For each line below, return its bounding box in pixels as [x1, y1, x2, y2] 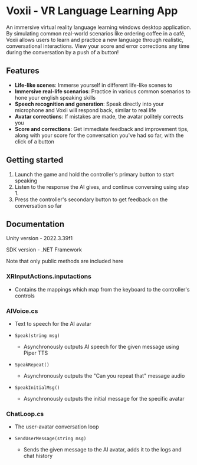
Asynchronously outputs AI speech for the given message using [23, 343, 179, 350]
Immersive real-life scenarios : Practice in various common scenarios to [14, 87, 191, 95]
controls [14, 292, 35, 299]
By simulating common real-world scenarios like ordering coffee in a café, [6, 30, 186, 37]
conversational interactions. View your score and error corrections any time [6, 42, 190, 50]
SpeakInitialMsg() [14, 385, 60, 391]
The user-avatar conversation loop [14, 423, 99, 430]
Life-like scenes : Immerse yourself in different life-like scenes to [14, 81, 173, 89]
